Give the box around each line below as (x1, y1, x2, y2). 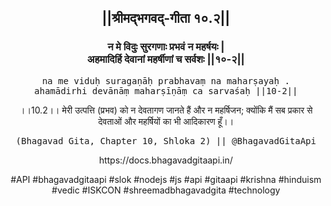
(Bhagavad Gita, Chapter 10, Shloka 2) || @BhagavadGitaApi (15, 135, 317, 146)
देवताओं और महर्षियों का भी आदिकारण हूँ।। (97, 115, 235, 127)
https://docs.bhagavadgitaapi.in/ (98, 154, 234, 166)
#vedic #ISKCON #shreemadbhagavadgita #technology (51, 184, 281, 196)
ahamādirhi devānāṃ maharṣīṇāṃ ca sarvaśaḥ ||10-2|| (34, 85, 298, 96)
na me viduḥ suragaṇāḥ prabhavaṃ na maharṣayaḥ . (41, 75, 291, 86)
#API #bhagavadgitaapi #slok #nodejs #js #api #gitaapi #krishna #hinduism (10, 173, 322, 185)
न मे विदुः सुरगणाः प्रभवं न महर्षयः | (107, 40, 225, 54)
